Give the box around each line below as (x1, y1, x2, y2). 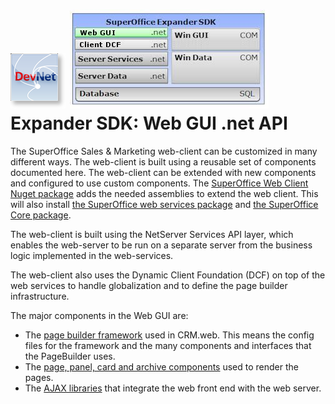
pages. (24, 371, 54, 383)
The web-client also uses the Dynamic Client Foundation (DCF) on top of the (10, 269, 326, 281)
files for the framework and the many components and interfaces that (24, 339, 312, 351)
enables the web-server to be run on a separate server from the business (10, 239, 313, 251)
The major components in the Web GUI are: (10, 309, 189, 321)
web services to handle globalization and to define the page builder (10, 279, 288, 291)
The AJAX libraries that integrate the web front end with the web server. (24, 382, 322, 394)
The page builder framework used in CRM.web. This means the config (24, 329, 315, 341)
